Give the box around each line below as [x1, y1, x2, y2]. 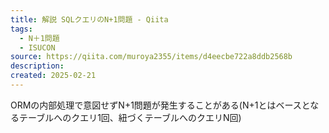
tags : [10, 24, 33, 34]
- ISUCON [19, 42, 56, 53]
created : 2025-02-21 [10, 71, 97, 81]
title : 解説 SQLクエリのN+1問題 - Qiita [10, 14, 169, 25]
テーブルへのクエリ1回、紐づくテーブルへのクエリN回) [18, 111, 242, 123]
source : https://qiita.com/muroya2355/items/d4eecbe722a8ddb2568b [10, 52, 293, 62]
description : [10, 61, 65, 71]
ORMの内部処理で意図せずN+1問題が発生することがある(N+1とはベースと [10, 99, 311, 111]
